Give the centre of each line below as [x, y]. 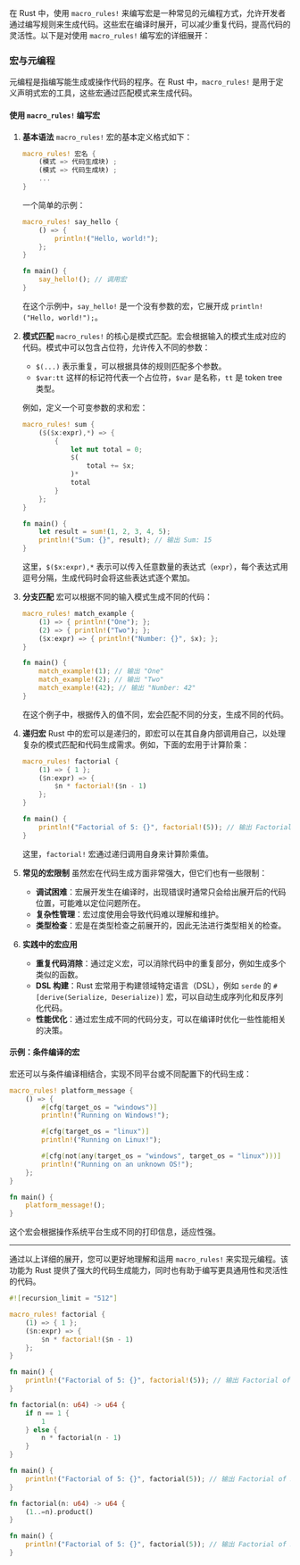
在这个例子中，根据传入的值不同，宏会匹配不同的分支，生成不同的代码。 [155, 714]
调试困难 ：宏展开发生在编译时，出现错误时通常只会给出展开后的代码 [161, 892]
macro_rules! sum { [58, 424]
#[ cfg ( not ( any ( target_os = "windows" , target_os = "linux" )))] [161, 1156]
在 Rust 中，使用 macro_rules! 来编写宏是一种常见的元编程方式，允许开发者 [147, 13]
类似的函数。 [59, 974]
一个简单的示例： [54, 204]
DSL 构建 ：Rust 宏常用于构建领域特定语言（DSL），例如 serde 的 [153, 986]
